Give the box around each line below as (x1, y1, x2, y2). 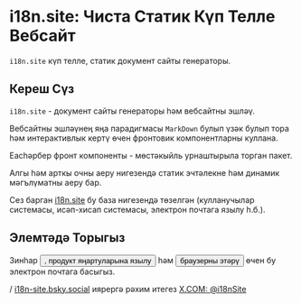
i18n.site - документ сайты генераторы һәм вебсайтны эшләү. (9, 106, 256, 116)
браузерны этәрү (180, 255, 240, 265)
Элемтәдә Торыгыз (9, 230, 126, 245)
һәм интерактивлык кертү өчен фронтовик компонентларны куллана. (9, 133, 278, 143)
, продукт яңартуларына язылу (43, 255, 152, 265)
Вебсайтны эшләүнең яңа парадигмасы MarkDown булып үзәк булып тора (9, 123, 289, 133)
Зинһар (9, 254, 38, 265)
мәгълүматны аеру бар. (9, 177, 102, 188)
